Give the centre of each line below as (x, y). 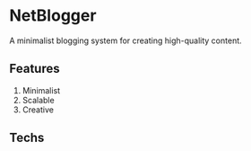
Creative (38, 110)
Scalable (39, 100)
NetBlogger (53, 16)
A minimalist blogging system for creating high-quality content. (125, 40)
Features (35, 69)
